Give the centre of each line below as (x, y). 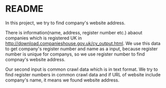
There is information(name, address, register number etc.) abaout (74, 32)
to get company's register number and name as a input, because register (81, 49)
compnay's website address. (35, 59)
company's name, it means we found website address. (62, 80)
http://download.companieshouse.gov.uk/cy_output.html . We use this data (83, 43)
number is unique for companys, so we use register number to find (75, 54)
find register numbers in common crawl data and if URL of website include (83, 74)
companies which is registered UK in (44, 38)
